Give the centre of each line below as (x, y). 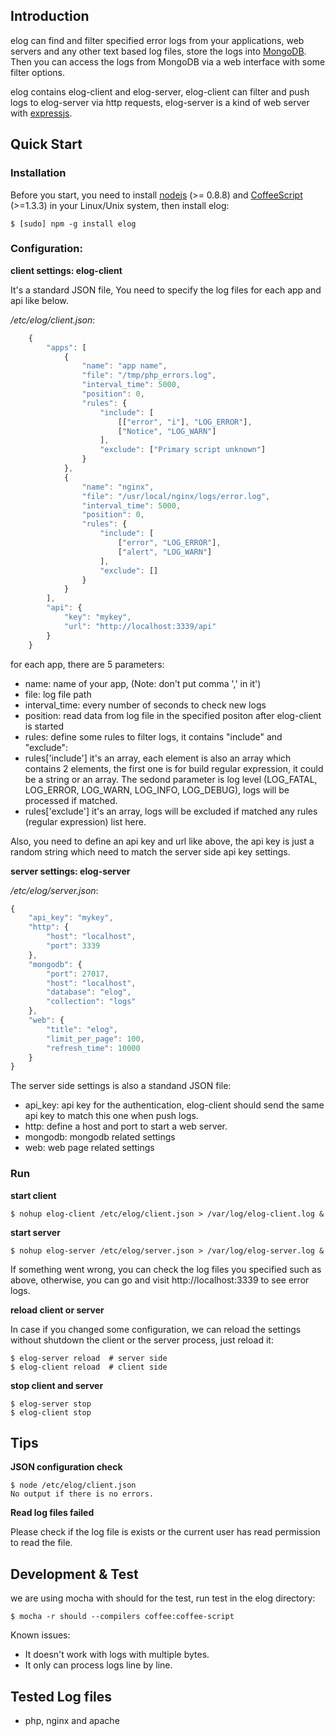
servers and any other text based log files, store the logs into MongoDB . (158, 51)
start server (35, 1232)
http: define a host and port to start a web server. (126, 1126)
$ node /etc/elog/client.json (73, 1485)
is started (44, 726)
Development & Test (74, 1574)
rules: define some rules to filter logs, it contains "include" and (153, 736)
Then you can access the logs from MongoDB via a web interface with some (168, 61)
